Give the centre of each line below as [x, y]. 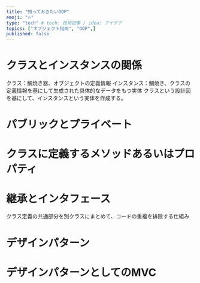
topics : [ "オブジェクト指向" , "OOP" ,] [51, 28]
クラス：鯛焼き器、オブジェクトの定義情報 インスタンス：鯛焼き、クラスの [98, 83]
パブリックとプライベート [69, 125]
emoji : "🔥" [20, 17]
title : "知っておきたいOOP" [38, 12]
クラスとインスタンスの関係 [74, 66]
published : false [28, 34]
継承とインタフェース [58, 199]
